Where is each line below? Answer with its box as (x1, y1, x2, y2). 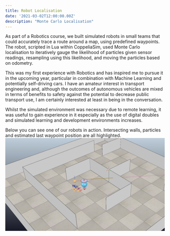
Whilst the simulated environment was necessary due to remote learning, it (5, 107, 161, 113)
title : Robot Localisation (5, 8, 62, 13)
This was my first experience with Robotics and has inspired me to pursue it (5, 70, 163, 76)
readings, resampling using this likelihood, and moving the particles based (5, 55, 160, 61)
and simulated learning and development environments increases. (5, 117, 143, 123)
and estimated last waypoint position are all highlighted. (5, 132, 121, 138)
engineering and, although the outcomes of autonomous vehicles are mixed (5, 86, 163, 92)
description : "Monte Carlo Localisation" (5, 19, 94, 24)
